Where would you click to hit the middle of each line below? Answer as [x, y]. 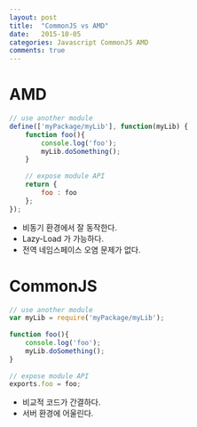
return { [41, 185]
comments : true [37, 51]
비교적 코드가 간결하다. [61, 402]
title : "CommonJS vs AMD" [59, 26]
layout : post [33, 17]
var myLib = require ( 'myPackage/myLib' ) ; [87, 318]
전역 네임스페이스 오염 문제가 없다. [81, 249]
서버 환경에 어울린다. [58, 414]
